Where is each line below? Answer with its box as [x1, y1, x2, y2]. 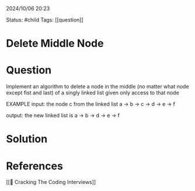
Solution [6, 132, 48, 146]
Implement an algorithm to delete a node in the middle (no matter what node [6, 83, 189, 90]
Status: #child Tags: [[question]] [6, 16, 83, 23]
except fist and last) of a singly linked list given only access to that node [6, 89, 179, 96]
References [6, 159, 63, 172]
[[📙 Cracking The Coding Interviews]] [6, 179, 96, 186]
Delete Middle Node [6, 37, 104, 50]
